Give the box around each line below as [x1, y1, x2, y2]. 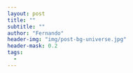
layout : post [7, 10, 45, 17]
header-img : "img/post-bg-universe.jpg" [7, 36, 127, 43]
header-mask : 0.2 [7, 42, 58, 49]
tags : [7, 49, 23, 56]
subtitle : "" [7, 23, 45, 30]
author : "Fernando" [7, 29, 64, 37]
